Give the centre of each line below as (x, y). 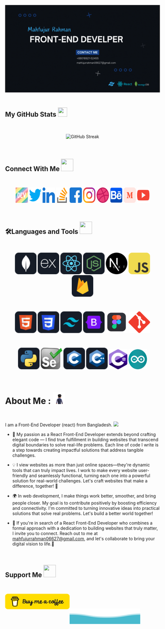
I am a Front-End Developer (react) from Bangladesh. (59, 425)
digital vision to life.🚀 (33, 544)
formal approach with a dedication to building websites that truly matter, (85, 528)
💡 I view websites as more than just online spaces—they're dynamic (81, 465)
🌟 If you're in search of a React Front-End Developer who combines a (82, 523)
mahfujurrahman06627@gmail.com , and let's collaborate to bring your (83, 538)
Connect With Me (32, 169)
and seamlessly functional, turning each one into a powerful (90, 475)
